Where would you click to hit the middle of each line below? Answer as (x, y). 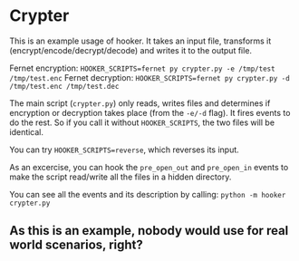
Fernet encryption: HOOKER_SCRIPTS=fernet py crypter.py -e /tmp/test (142, 68)
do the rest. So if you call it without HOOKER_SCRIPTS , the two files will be (142, 122)
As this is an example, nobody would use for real (149, 231)
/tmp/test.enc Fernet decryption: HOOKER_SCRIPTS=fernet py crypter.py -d (149, 77)
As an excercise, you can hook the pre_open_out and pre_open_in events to (149, 167)
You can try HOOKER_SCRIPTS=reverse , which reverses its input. (125, 150)
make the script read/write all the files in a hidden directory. (121, 177)
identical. (26, 131)
